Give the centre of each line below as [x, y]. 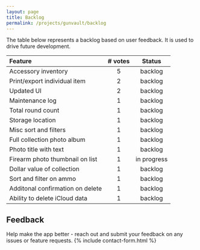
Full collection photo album [47, 140]
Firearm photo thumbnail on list [53, 159]
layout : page [23, 12]
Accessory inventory [39, 72]
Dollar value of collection [44, 169]
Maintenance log [33, 101]
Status [152, 61]
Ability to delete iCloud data [48, 198]
